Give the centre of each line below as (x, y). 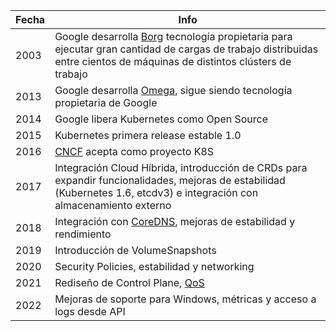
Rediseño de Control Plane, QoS (129, 282)
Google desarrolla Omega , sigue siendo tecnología (173, 90)
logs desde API (90, 311)
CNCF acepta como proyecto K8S (134, 151)
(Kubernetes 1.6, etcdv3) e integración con (156, 192)
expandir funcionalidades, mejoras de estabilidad (170, 180)
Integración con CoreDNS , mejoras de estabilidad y (175, 221)
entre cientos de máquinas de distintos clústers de (173, 61)
